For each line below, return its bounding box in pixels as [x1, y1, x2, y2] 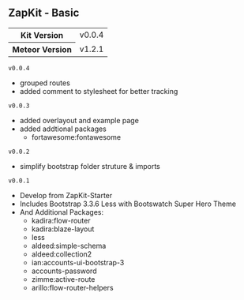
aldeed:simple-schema [31, 241, 107, 250]
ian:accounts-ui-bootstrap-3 [31, 257, 125, 267]
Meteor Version [12, 43, 73, 54]
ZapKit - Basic [8, 6, 80, 20]
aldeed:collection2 [31, 249, 92, 259]
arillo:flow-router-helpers [31, 283, 114, 292]
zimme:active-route [31, 274, 96, 283]
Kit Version [21, 29, 64, 40]
